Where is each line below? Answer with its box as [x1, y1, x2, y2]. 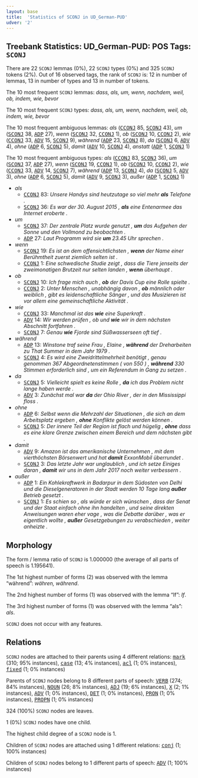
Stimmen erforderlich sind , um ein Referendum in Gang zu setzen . [23, 366, 187, 373]
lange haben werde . [23, 385, 74, 392]
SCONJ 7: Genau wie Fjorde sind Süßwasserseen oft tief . [23, 329, 162, 336]
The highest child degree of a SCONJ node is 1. [6, 730, 117, 737]
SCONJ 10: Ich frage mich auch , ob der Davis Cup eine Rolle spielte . [23, 278, 190, 286]
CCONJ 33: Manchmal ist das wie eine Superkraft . [23, 310, 146, 317]
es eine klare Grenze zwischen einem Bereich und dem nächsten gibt [23, 429, 192, 436]
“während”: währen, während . [6, 580, 80, 587]
